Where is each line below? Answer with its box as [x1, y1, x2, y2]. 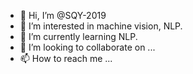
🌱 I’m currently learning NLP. [19, 31, 138, 42]
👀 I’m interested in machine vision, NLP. [19, 20, 183, 32]
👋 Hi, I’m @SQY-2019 [19, 10, 107, 21]
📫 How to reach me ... [19, 53, 113, 64]
